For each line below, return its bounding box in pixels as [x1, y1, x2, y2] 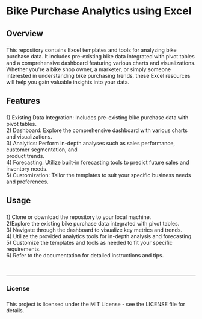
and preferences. [6, 178, 49, 185]
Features [6, 95, 40, 106]
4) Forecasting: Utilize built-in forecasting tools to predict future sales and [6, 159, 189, 166]
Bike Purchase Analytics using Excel [6, 4, 192, 18]
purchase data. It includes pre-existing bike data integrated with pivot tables [6, 52, 195, 60]
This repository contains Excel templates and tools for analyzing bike [6, 46, 177, 54]
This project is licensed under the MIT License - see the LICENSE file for [6, 300, 185, 308]
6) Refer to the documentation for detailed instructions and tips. [6, 252, 164, 259]
